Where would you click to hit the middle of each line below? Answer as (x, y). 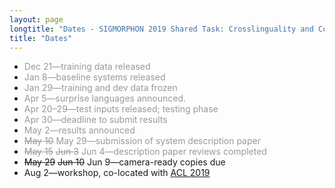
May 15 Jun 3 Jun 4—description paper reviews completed (145, 152)
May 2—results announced (79, 130)
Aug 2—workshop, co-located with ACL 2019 (117, 173)
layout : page (36, 19)
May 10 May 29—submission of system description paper (142, 141)
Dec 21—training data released (87, 67)
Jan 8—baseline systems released (94, 77)
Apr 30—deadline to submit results (95, 120)
